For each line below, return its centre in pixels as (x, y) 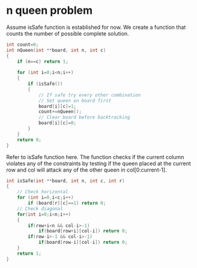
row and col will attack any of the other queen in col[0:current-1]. (86, 170)
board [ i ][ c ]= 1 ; (57, 106)
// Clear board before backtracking (84, 117)
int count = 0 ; (23, 45)
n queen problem (50, 11)
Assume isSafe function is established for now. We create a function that (96, 27)
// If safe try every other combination (89, 95)
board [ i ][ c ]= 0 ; (57, 123)
